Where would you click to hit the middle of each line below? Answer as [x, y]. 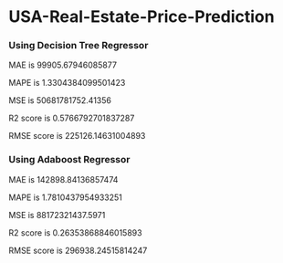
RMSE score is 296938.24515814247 [78, 250]
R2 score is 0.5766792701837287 [72, 118]
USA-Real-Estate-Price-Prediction [141, 17]
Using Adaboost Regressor [69, 160]
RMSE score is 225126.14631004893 [77, 136]
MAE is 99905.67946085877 [63, 65]
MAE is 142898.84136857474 [63, 179]
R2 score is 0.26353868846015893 [75, 232]
